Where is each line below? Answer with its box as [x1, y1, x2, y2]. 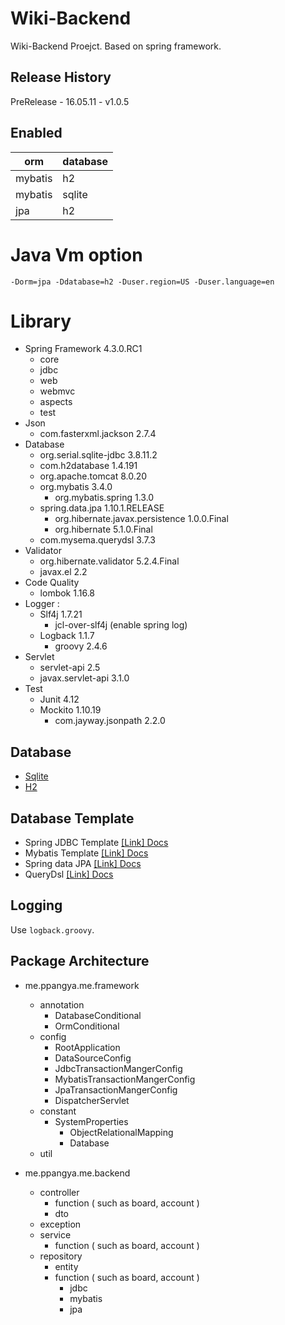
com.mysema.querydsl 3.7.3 [39, 534, 156, 546]
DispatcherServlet [54, 1094, 130, 1106]
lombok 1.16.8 [39, 587, 96, 599]
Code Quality [24, 577, 80, 589]
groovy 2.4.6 [54, 640, 108, 652]
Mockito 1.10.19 [39, 704, 102, 716]
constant [39, 1105, 77, 1117]
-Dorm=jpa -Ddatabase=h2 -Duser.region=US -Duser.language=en [10, 277, 275, 287]
